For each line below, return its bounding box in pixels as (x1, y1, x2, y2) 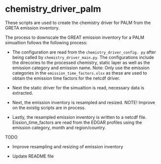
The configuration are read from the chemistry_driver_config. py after (12, 49, 156, 55)
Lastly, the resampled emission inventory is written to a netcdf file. (12, 114, 147, 120)
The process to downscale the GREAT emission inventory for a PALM (5, 34, 145, 40)
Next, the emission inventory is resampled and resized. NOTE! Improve (12, 99, 156, 105)
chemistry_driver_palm (5, 3, 102, 15)
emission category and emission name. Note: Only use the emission (12, 65, 150, 71)
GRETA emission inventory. (5, 25, 60, 30)
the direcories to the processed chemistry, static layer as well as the (12, 59, 151, 65)
